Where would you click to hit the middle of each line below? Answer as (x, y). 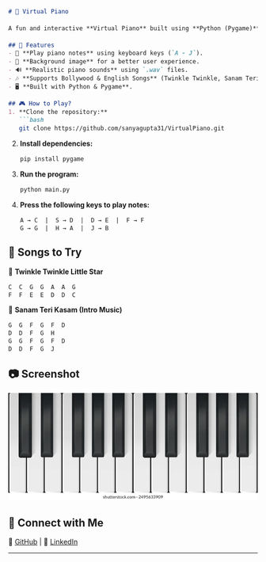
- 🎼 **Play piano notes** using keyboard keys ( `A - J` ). (106, 53)
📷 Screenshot (44, 374)
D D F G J (32, 349)
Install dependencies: (56, 144)
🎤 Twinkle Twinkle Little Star (56, 272)
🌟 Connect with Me (56, 523)
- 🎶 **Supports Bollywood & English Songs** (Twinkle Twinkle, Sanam (125, 78)
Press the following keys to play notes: (85, 204)
